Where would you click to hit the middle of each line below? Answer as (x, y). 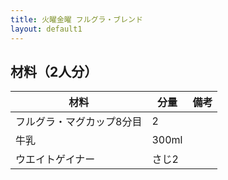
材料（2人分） (54, 71)
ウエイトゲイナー (55, 159)
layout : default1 (46, 29)
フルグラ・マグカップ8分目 (79, 122)
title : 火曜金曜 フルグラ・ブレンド (76, 19)
